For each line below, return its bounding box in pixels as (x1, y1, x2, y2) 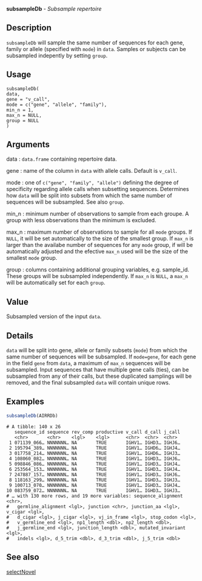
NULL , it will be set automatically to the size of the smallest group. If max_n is (6, 235, 194, 242)
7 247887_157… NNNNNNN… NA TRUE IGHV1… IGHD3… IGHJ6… (8, 471, 181, 478)
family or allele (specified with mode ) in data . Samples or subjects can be (6, 45, 186, 52)
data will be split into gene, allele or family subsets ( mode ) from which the (6, 347, 187, 354)
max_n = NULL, (6, 112, 42, 118)
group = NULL (6, 117, 39, 124)
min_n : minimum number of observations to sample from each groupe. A (6, 210, 189, 218)
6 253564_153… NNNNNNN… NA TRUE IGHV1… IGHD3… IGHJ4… (8, 466, 181, 472)
